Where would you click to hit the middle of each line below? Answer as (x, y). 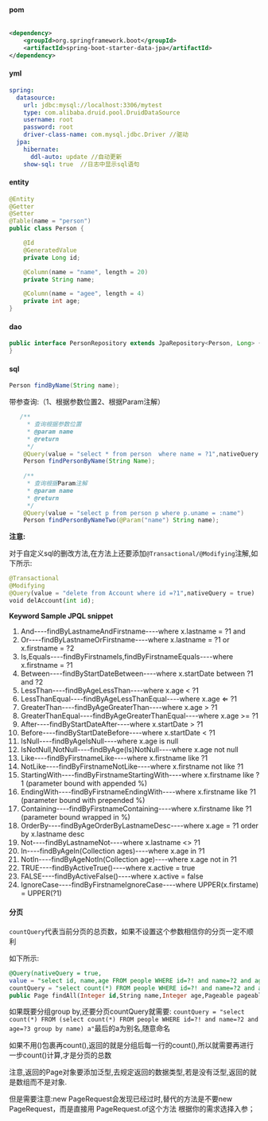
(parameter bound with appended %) (87, 783)
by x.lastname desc (52, 834)
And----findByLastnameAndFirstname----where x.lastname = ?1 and (133, 631)
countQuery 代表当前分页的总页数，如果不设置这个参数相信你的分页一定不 (128, 931)
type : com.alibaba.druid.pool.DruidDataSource (102, 112)
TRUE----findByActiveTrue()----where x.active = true (108, 867)
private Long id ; (52, 258)
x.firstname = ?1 (47, 665)
